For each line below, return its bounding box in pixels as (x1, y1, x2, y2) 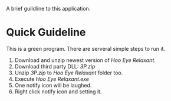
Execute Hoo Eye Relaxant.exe (14, 75, 90, 82)
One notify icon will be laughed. (14, 82, 92, 89)
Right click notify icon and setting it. (14, 88, 102, 95)
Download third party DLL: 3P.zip (14, 63, 96, 70)
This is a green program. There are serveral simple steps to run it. (6, 45, 166, 52)
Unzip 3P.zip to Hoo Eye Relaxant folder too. (14, 69, 123, 76)
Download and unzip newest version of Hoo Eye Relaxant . (14, 56, 156, 64)
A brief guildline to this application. (6, 5, 91, 12)
